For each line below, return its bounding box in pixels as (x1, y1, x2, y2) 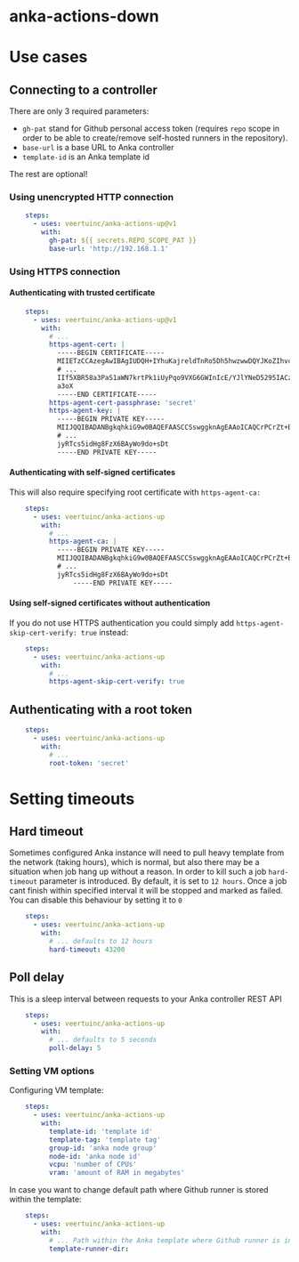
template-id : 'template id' (48, 1127, 153, 1136)
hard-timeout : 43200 (48, 945, 125, 954)
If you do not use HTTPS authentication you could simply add (9, 617, 234, 628)
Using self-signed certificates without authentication (9, 598, 211, 609)
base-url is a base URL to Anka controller (21, 142, 174, 153)
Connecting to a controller (9, 82, 158, 97)
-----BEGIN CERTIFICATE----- (56, 349, 166, 358)
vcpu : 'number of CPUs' (48, 1160, 138, 1169)
